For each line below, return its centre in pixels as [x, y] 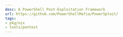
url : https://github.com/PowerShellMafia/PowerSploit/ [62, 14]
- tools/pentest [21, 27]
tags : [10, 18]
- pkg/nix [15, 23]
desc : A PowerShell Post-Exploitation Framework [55, 9]
